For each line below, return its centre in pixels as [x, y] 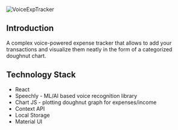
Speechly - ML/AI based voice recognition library [76, 96]
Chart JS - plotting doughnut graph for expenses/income [86, 102]
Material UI [29, 122]
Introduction [30, 28]
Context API [30, 108]
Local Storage [32, 115]
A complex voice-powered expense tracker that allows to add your [89, 43]
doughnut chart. [26, 56]
